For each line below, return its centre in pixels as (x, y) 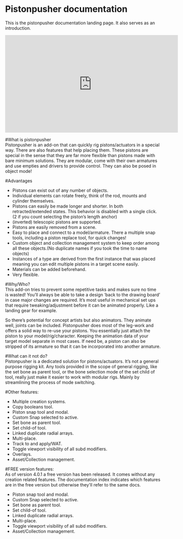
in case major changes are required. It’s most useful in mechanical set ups (80, 300)
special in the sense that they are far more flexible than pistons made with (80, 155)
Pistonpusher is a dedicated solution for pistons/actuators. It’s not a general (82, 361)
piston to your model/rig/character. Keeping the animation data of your (77, 336)
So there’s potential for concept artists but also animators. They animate (78, 320)
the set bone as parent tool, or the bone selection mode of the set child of (80, 372)
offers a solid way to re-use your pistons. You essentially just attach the (78, 330)
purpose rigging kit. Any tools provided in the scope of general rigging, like (81, 366)
